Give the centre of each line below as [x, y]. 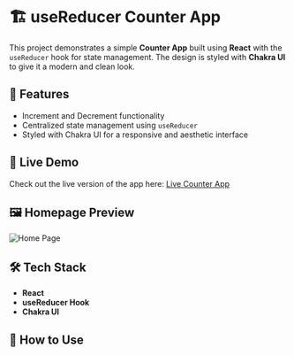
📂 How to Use [46, 340]
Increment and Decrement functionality [93, 115]
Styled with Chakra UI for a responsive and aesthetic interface [135, 135]
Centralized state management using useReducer [110, 125]
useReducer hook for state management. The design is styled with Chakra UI [147, 57]
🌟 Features [39, 94]
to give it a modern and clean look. [72, 66]
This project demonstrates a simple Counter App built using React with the [146, 47]
